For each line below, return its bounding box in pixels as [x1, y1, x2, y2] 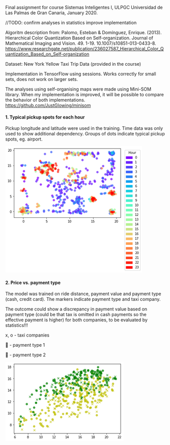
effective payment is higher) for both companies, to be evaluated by [5, 317, 148, 323]
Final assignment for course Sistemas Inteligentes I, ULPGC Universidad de [5, 5, 163, 10]
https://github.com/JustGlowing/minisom [5, 102, 91, 108]
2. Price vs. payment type [5, 280, 61, 286]
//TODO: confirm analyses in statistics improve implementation [5, 20, 137, 25]
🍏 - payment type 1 [5, 342, 45, 348]
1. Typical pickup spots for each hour [5, 114, 85, 120]
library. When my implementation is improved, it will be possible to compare [5, 92, 164, 97]
